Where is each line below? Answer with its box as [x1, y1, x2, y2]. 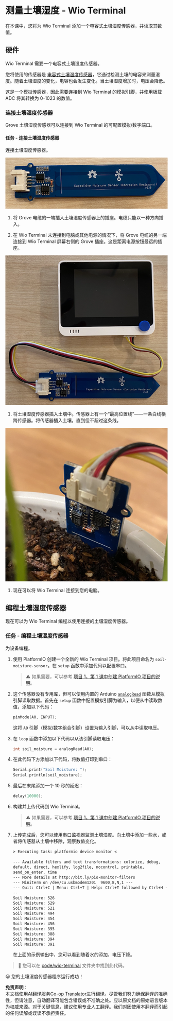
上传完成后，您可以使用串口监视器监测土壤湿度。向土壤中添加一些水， [12, 832, 162, 838]
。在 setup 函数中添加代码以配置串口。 [47, 662, 130, 668]
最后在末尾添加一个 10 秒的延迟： [12, 783, 84, 789]
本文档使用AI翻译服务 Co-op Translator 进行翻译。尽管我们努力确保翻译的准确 [5, 991, 168, 997]
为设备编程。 [5, 645, 32, 651]
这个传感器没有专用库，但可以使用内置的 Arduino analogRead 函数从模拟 [12, 690, 165, 697]
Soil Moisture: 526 [12, 895, 55, 901]
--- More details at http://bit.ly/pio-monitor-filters [12, 875, 135, 880]
